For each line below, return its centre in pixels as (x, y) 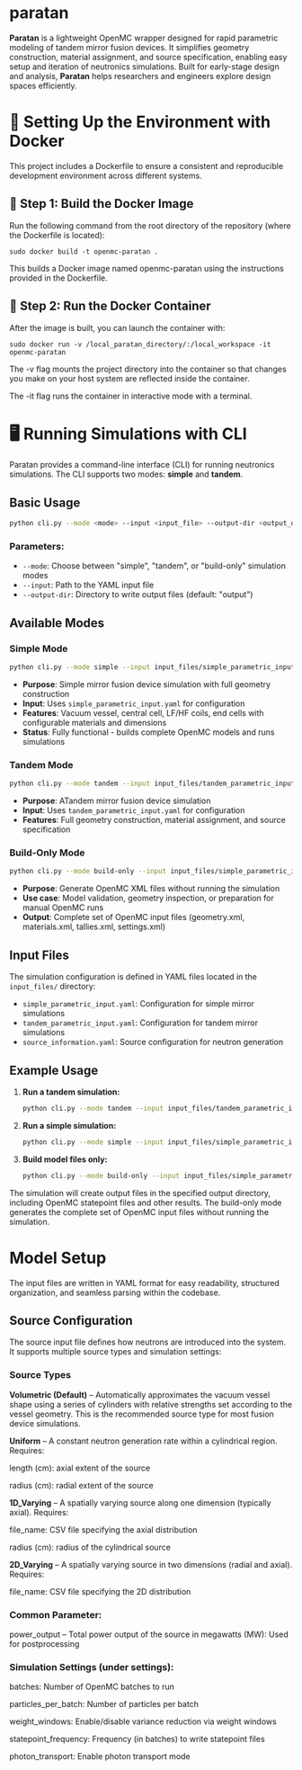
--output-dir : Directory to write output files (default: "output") (138, 594)
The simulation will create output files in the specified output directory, (140, 1193)
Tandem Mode (41, 764)
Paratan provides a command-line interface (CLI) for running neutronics (142, 465)
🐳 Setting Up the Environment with (140, 122)
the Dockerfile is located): (57, 235)
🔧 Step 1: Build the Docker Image (102, 204)
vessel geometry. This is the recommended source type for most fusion (142, 1414)
